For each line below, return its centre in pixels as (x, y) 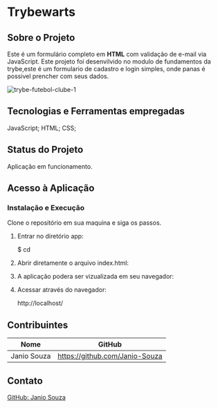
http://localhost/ (40, 303)
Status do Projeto (45, 150)
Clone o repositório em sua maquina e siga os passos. (84, 223)
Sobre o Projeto (41, 38)
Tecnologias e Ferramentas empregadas (96, 111)
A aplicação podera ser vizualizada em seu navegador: (96, 277)
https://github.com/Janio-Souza (110, 356)
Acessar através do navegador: (62, 290)
